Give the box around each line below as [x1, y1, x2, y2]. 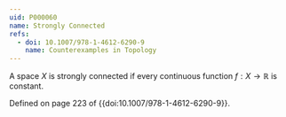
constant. [9, 81, 44, 91]
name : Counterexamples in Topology [25, 46, 157, 55]
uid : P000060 [9, 12, 58, 22]
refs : [9, 29, 29, 38]
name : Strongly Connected [9, 21, 105, 30]
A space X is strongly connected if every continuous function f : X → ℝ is [9, 71, 278, 82]
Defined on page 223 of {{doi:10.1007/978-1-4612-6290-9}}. [9, 98, 231, 109]
